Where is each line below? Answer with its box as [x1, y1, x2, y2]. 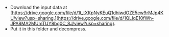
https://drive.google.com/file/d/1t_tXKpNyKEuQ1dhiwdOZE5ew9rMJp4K [12, 10, 164, 16]
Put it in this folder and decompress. [10, 26, 87, 32]
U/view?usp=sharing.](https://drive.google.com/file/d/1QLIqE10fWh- [10, 15, 154, 21]
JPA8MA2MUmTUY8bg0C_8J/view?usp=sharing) [10, 20, 114, 26]
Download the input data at [10, 5, 67, 10]
